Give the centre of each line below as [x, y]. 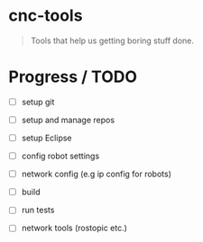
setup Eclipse [47, 138]
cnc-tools [46, 16]
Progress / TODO [73, 77]
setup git [38, 102]
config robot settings [60, 156]
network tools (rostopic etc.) [74, 228]
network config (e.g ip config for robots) [97, 174]
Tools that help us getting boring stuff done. [112, 40]
